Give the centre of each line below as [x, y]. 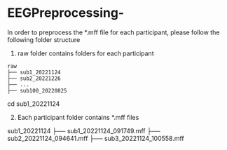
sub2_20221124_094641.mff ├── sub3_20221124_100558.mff [96, 138]
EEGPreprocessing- [66, 13]
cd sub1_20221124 [34, 104]
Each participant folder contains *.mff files [78, 117]
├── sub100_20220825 [37, 90]
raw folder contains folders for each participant [85, 53]
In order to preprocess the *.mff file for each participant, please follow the [113, 32]
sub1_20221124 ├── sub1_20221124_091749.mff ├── [84, 130]
